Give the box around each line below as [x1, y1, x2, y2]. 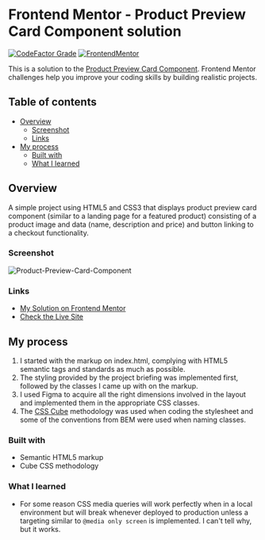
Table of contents [8, 95, 97, 109]
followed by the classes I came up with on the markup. [19, 381, 198, 390]
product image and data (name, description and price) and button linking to [8, 220, 254, 229]
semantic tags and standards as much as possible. [19, 364, 186, 373]
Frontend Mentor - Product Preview [8, 6, 246, 24]
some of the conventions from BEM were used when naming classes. [19, 415, 246, 424]
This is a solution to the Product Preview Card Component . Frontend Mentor [8, 63, 256, 73]
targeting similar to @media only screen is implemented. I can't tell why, [19, 515, 252, 525]
